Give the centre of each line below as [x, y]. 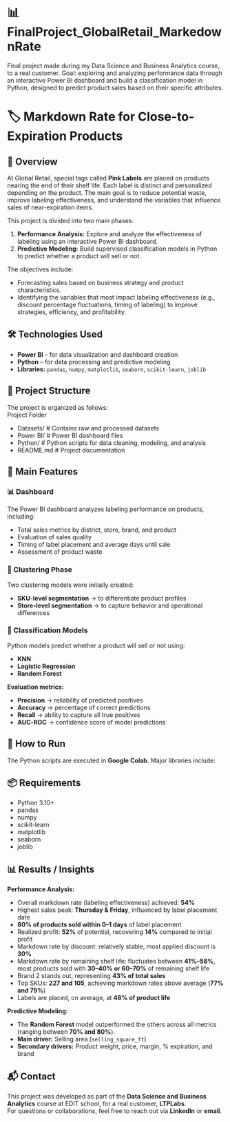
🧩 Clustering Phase [40, 570]
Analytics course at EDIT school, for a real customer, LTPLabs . [97, 1104]
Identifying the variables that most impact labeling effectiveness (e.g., [116, 297]
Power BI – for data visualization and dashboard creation [97, 354]
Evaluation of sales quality [54, 537]
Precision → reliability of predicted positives [80, 700]
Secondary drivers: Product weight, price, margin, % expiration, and [115, 1046]
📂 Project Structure [49, 391]
